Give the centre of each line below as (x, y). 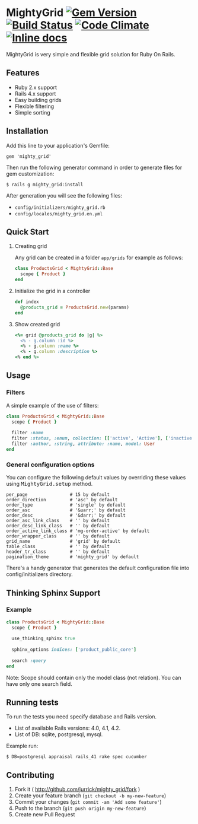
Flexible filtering (34, 106)
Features (23, 73)
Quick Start (28, 232)
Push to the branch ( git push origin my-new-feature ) (80, 808)
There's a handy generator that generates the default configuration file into (98, 568)
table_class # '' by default (58, 547)
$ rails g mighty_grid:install (45, 184)
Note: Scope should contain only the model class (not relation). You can (94, 677)
